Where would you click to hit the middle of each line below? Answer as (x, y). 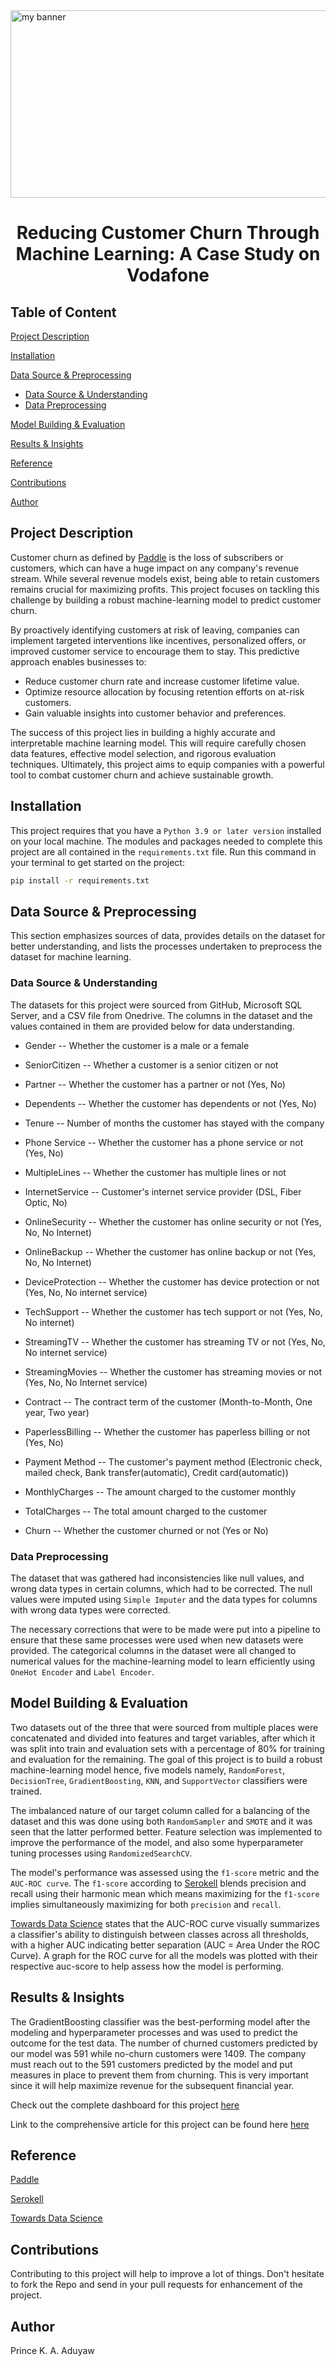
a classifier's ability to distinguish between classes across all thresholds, (160, 1934)
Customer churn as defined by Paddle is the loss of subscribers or (147, 557)
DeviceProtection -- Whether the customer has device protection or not (172, 1281)
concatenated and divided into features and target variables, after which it (163, 1738)
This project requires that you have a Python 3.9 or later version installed (166, 830)
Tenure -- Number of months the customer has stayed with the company (174, 1123)
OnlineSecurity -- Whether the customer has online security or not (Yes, (173, 1221)
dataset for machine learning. (71, 957)
